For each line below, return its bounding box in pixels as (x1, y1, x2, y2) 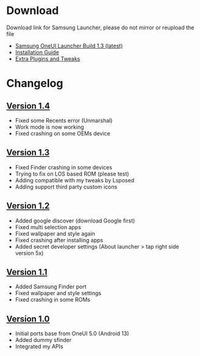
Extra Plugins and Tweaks (15, 55, 80, 62)
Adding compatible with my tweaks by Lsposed (15, 176, 135, 183)
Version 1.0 (6, 313, 50, 324)
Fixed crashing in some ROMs (15, 296, 90, 304)
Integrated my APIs (15, 343, 63, 351)
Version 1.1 (6, 266, 48, 277)
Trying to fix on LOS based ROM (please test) (15, 170, 129, 177)
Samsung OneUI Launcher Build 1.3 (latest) (15, 42, 123, 49)
